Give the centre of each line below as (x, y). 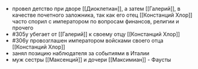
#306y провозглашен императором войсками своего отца (88, 40)
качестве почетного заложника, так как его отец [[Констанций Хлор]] (102, 15)
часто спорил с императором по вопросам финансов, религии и (95, 21)
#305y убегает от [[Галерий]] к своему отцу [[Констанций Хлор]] (96, 34)
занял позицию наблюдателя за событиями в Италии (81, 53)
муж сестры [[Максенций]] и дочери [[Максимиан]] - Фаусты (91, 60)
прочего (23, 28)
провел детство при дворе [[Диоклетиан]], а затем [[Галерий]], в (96, 9)
